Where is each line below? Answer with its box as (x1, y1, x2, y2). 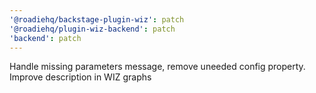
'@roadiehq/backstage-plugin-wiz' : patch (9, 14, 185, 25)
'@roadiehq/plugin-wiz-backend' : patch (9, 24, 176, 34)
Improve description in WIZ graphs (9, 71, 152, 83)
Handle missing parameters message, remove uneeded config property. (9, 61, 306, 73)
